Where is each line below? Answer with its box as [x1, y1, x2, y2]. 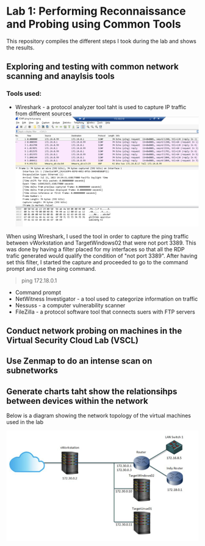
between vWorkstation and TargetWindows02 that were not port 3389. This [6, 239, 196, 246]
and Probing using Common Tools [6, 17, 181, 31]
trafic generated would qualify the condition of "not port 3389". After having [6, 252, 198, 259]
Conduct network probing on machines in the [6, 325, 182, 336]
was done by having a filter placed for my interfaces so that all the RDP [6, 245, 185, 253]
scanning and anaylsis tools [6, 71, 115, 82]
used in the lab [6, 418, 44, 426]
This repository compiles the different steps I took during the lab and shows [6, 37, 196, 45]
